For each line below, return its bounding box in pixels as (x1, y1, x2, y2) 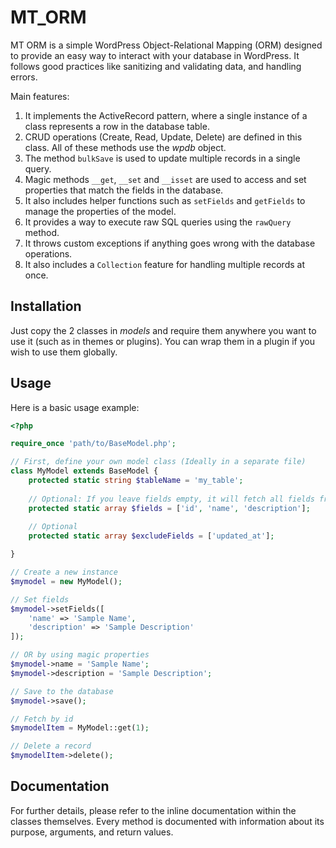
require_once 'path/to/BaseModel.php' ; (10, 439, 177, 449)
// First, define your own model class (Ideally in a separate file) (10, 457, 307, 467)
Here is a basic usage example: (10, 401, 140, 413)
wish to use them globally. (10, 346, 118, 358)
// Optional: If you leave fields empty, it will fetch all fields (28, 494, 315, 504)
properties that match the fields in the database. (24, 184, 224, 196)
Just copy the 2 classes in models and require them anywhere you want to (10, 324, 317, 336)
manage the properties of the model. (24, 205, 177, 217)
